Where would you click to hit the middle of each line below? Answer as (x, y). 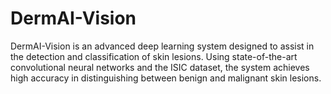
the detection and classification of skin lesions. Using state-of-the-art (154, 56)
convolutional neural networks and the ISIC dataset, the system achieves (160, 67)
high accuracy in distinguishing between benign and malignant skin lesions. (166, 78)
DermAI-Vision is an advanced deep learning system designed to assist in (162, 46)
